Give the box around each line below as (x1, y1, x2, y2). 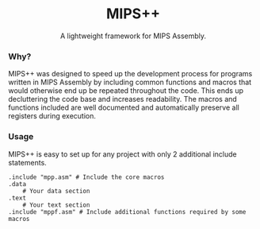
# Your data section (22, 187, 90, 195)
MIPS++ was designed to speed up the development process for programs (8, 69, 253, 79)
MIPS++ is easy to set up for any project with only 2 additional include (8, 149, 238, 159)
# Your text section (22, 200, 90, 209)
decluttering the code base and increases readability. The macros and (8, 95, 238, 104)
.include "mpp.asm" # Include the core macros (8, 173, 165, 181)
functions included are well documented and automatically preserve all (8, 103, 239, 112)
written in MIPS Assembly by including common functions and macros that (8, 77, 252, 87)
